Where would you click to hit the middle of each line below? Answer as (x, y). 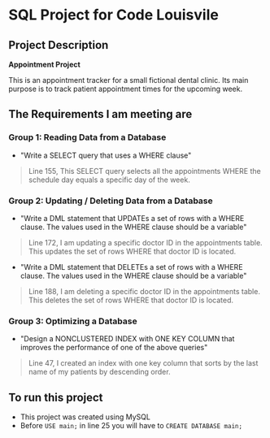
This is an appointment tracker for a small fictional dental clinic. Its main (128, 80)
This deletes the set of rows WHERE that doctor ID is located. (131, 300)
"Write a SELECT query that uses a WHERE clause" (106, 155)
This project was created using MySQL (85, 417)
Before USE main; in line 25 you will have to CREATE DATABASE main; (131, 426)
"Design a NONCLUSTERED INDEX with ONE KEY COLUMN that (127, 339)
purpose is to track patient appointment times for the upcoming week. (125, 89)
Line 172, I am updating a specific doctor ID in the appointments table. (145, 242)
